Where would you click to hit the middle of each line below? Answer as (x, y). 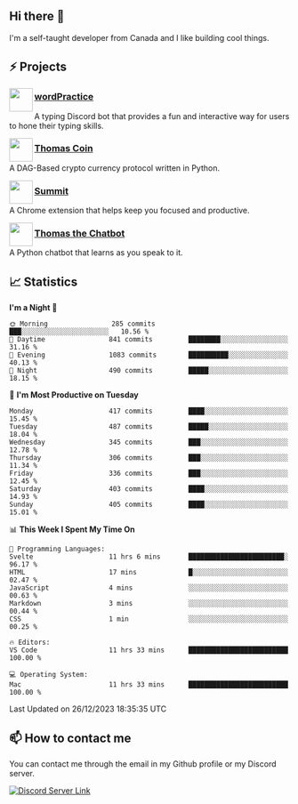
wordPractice (64, 97)
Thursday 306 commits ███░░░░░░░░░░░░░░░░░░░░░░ (149, 458)
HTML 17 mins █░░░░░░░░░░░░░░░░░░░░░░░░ (149, 573)
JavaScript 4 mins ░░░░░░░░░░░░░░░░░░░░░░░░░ (149, 588)
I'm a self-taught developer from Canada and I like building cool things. (139, 37)
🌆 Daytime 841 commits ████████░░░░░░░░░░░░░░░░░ (149, 340)
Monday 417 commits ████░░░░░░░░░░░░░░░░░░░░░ (149, 411)
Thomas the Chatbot (80, 234)
